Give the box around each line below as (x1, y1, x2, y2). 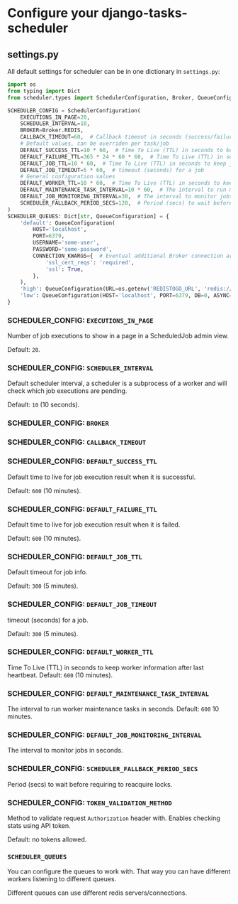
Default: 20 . (7, 345, 40, 354)
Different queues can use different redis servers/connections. (7, 888, 188, 897)
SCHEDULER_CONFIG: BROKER (7, 418, 110, 428)
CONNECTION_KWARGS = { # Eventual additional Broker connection (33, 252, 223, 259)
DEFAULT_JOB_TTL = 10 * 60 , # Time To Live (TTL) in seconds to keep (20, 160, 227, 167)
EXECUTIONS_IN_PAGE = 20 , (20, 114, 91, 121)
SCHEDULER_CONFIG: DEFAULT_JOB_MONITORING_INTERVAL (7, 730, 202, 740)
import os (7, 81, 37, 88)
